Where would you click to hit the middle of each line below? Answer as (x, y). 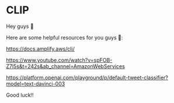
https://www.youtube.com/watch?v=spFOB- (59, 60)
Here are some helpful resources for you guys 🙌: (65, 37)
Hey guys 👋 (20, 26)
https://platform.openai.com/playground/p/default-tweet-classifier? (87, 77)
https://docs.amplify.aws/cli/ (40, 49)
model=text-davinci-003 (36, 84)
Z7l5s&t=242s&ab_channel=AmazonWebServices (66, 66)
